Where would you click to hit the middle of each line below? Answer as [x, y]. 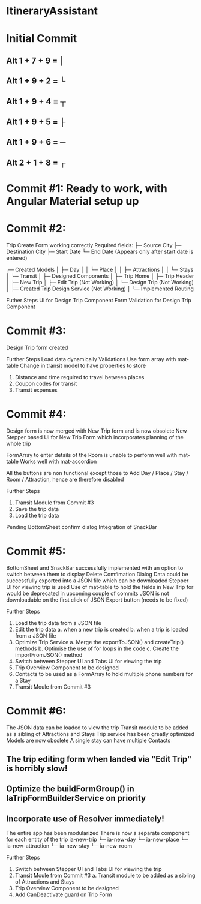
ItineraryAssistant [52, 11]
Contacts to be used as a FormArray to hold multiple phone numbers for [104, 674]
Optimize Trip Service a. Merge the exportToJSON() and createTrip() [99, 642]
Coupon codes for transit [46, 383]
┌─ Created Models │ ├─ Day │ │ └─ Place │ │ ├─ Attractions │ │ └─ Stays [100, 269]
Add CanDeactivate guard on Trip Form [63, 894]
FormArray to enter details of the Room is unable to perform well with [92, 455]
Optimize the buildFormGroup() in [70, 789]
